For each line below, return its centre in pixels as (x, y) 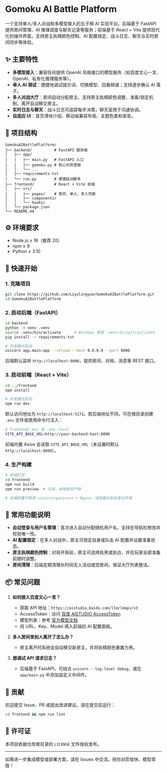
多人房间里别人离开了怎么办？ (43, 637)
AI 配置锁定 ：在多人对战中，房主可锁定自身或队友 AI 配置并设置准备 (82, 540)
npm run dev (17, 404)
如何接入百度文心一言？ (36, 597)
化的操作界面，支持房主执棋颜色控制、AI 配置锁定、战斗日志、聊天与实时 (80, 36)
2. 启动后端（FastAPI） (33, 313)
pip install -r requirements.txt (40, 337)
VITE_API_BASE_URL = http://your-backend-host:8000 (58, 434)
